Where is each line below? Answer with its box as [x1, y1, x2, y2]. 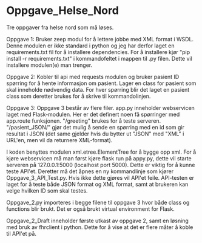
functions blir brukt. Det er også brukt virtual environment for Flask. [6, 205, 175, 213]
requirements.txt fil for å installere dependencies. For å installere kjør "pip [6, 48, 190, 55]
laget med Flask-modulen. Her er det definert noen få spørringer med [6, 111, 180, 118]
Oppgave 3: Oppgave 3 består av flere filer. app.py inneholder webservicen [6, 104, 195, 111]
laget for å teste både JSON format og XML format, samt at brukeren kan [6, 180, 189, 188]
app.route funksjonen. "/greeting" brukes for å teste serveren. [6, 117, 161, 125]
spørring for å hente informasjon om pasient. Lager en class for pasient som [6, 80, 197, 87]
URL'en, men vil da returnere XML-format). [6, 136, 113, 143]
